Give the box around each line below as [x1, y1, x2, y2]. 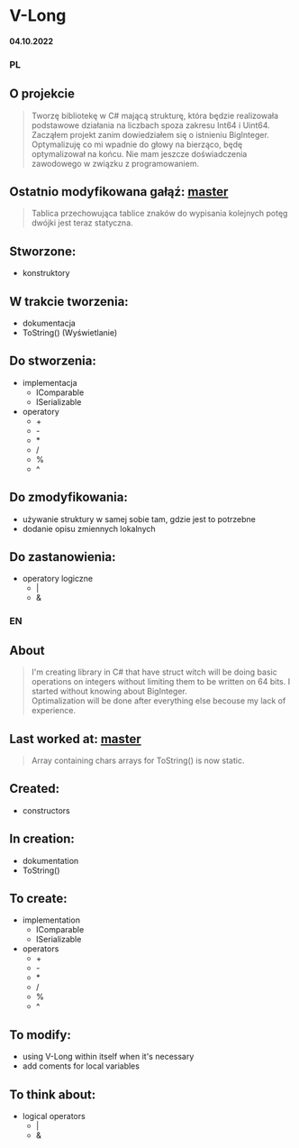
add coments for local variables [22, 1061, 140, 1071]
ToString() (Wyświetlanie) [22, 326, 118, 338]
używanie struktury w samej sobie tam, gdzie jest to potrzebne [22, 513, 257, 524]
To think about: [9, 1087, 96, 1102]
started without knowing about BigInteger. [31, 686, 187, 697]
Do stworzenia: [9, 354, 96, 369]
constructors [22, 804, 70, 816]
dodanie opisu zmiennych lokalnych [22, 523, 156, 534]
